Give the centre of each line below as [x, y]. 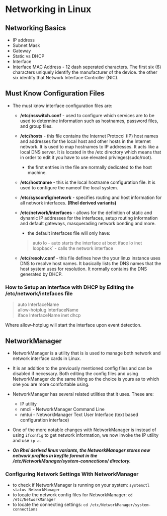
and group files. [36, 126]
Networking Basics [36, 28]
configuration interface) [45, 420]
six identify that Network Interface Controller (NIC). [65, 78]
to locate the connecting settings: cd [50, 505]
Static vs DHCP [28, 56]
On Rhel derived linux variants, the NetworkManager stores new [81, 450]
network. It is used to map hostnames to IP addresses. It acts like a [89, 146]
